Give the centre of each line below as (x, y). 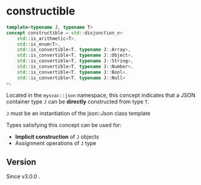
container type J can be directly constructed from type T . (78, 102)
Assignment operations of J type (56, 143)
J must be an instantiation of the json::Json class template (78, 113)
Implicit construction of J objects (57, 137)
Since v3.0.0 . (23, 177)
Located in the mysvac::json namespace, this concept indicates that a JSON (101, 95)
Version (21, 162)
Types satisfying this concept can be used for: (64, 125)
